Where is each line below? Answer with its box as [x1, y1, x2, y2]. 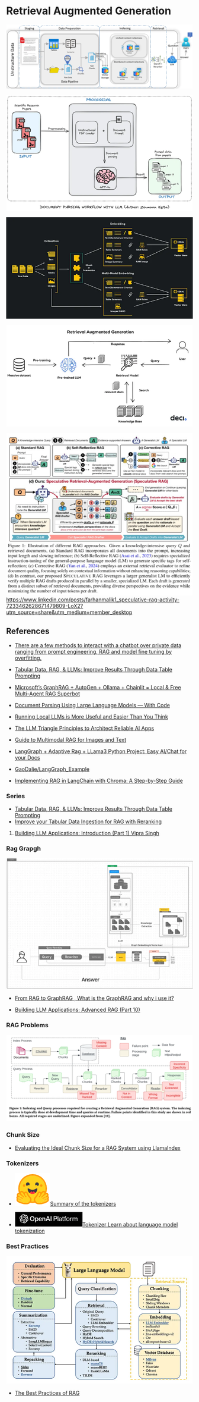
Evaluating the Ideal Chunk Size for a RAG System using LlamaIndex [14, 1144, 181, 1152]
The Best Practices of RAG [14, 1390, 80, 1397]
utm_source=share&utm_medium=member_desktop [6, 609, 133, 616]
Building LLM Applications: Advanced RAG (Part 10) [14, 1006, 140, 1014]
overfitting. [14, 654, 42, 661]
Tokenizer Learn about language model [82, 1221, 178, 1228]
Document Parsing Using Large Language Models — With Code [14, 701, 171, 708]
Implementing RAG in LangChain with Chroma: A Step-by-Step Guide [14, 777, 184, 784]
